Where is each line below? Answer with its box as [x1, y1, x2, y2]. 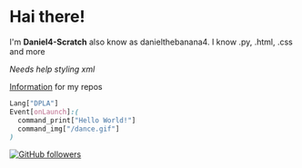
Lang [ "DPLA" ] [9, 98, 59, 108]
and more [9, 45, 45, 56]
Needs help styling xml [9, 64, 96, 74]
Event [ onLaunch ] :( [9, 107, 79, 116]
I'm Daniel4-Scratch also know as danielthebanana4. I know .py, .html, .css [9, 36, 293, 47]
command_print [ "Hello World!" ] [17, 115, 136, 124]
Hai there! [9, 6, 86, 27]
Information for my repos [9, 81, 103, 92]
